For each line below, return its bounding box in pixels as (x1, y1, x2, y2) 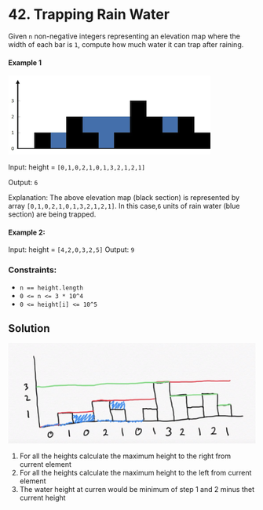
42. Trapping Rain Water (8, 5, 170, 24)
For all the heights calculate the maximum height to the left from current (19, 468, 252, 477)
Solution (8, 322, 50, 335)
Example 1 (8, 57, 42, 67)
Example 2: (8, 228, 46, 237)
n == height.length (19, 284, 84, 292)
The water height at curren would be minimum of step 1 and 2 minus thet (19, 484, 255, 494)
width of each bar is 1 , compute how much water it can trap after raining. (8, 39, 244, 49)
